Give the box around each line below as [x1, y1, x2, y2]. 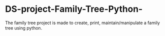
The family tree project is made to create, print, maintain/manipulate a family [5, 20, 160, 26]
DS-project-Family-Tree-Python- [5, 3, 143, 15]
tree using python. [5, 25, 42, 31]
